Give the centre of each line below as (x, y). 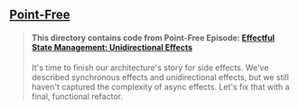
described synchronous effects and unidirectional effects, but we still (160, 77)
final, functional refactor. (77, 96)
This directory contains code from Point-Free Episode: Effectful (153, 37)
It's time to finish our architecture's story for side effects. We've (150, 68)
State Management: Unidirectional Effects (112, 47)
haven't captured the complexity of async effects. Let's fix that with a (161, 87)
